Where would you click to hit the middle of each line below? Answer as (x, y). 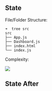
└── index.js (18, 50)
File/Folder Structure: (26, 20)
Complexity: (17, 59)
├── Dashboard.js (23, 42)
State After (22, 84)
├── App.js (16, 37)
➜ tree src (17, 29)
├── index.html (20, 46)
